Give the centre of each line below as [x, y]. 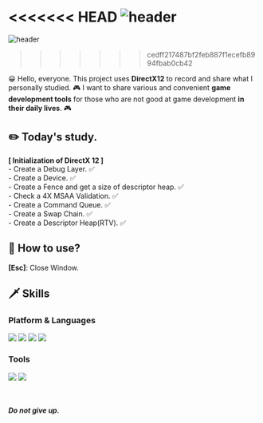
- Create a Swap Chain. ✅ [51, 213]
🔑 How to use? [45, 249]
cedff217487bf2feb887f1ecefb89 [201, 54]
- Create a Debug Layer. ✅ [52, 168]
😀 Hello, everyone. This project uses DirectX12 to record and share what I [131, 78]
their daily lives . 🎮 [40, 108]
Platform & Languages [52, 320]
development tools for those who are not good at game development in [126, 99]
